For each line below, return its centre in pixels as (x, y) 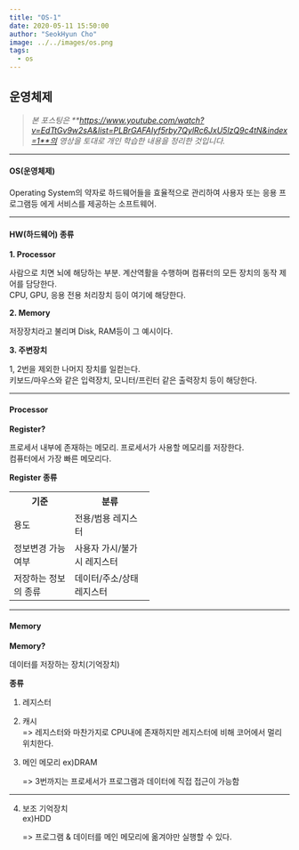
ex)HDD (36, 818)
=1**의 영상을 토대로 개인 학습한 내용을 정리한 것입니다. (128, 141)
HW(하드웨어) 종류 (42, 234)
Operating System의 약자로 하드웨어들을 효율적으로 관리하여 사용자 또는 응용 (143, 193)
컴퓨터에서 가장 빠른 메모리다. (61, 458)
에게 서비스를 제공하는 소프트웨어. (98, 204)
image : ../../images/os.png (61, 42)
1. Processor (32, 255)
